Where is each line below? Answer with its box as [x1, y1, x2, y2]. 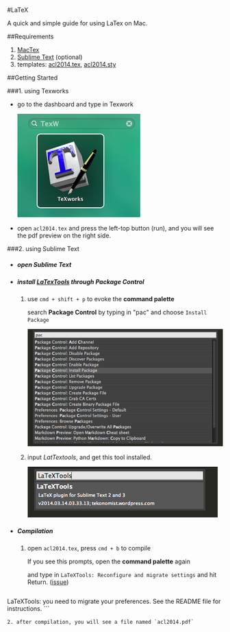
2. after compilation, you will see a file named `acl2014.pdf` [7, 619, 194, 626]
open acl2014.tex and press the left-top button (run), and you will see [16, 224, 214, 232]
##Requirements [7, 32, 54, 40]
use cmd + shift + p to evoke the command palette [27, 295, 175, 303]
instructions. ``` [7, 605, 50, 613]
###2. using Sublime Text [7, 245, 80, 253]
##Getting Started [7, 73, 58, 82]
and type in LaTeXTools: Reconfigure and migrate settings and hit [27, 571, 217, 579]
